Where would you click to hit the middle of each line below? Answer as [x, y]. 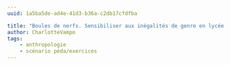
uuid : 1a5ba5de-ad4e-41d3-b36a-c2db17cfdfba [72, 13]
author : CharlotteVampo [41, 32]
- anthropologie [43, 45]
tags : [15, 38]
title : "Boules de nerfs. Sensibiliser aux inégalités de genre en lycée [116, 26]
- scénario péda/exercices [58, 51]
